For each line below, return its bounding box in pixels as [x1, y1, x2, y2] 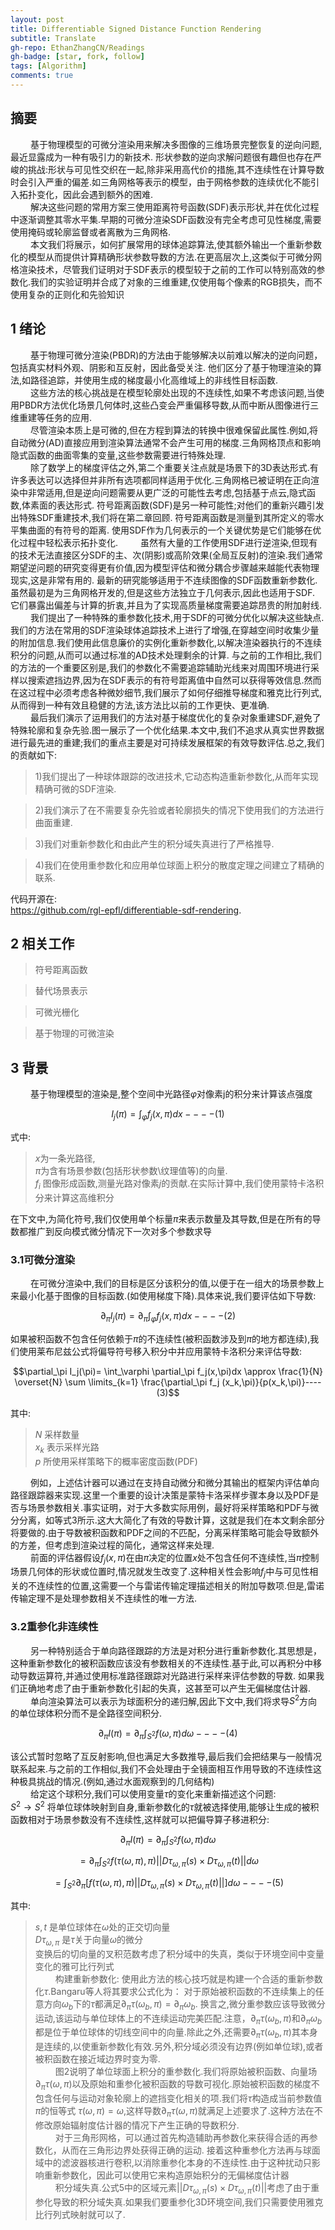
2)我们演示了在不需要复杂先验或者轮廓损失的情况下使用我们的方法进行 [34, 804, 325, 816]
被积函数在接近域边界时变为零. [34, 2053, 161, 2065]
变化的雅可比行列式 [34, 1960, 115, 1972]
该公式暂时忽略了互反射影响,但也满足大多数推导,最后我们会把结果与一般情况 [10, 1750, 323, 1762]
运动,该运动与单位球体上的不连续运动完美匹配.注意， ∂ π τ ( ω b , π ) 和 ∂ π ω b [34, 2012, 323, 2026]
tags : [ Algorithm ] [10, 61, 87, 71]
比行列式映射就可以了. [34, 2208, 126, 2220]
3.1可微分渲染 [10, 1252, 76, 1266]
